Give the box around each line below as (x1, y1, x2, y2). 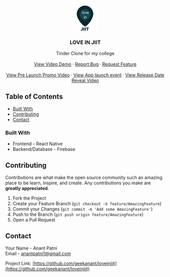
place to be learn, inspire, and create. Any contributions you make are (5, 180, 151, 186)
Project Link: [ (5, 260, 35, 267)
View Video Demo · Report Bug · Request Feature (33, 61, 137, 67)
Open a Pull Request (12, 217, 56, 223)
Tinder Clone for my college (56, 50, 115, 57)
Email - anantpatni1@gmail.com (5, 251, 71, 257)
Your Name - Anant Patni (5, 245, 57, 252)
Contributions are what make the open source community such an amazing (5, 175, 162, 181)
